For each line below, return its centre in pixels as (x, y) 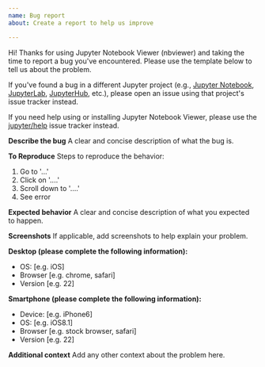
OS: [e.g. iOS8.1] (46, 323)
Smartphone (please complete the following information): (105, 299)
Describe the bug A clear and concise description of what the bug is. (121, 140)
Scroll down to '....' (50, 188)
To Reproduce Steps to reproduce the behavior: (86, 156)
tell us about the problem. (50, 69)
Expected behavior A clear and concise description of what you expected (129, 212)
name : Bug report (37, 15)
